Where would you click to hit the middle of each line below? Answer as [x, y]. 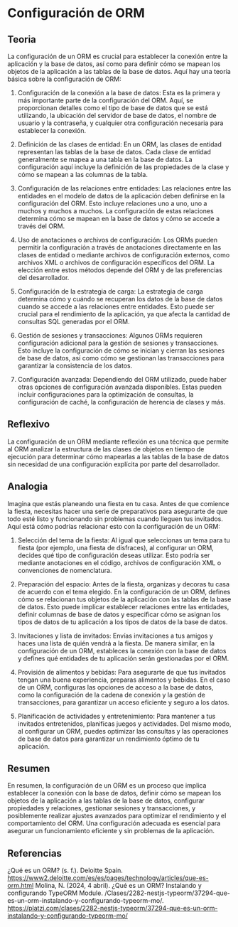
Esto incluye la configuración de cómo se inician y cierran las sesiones [121, 350]
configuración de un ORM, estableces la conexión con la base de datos [122, 650]
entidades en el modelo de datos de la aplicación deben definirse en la [121, 196]
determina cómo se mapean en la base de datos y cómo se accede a [119, 219]
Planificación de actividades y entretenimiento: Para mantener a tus [117, 716]
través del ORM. [41, 226]
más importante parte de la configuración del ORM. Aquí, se [106, 100]
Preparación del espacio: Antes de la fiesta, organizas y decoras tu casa [123, 584]
